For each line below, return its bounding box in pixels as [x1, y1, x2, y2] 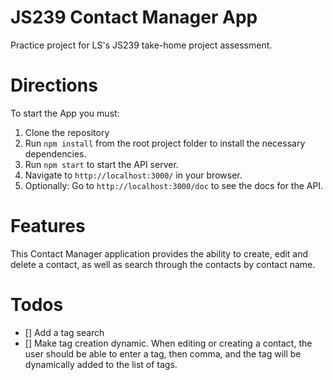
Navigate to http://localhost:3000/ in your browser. [24, 169, 243, 181]
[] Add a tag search [24, 326, 105, 338]
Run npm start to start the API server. [24, 158, 179, 170]
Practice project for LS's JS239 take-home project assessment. [10, 39, 273, 51]
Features [10, 215, 86, 238]
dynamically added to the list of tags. [24, 358, 178, 370]
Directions [10, 74, 98, 97]
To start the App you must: [10, 107, 120, 119]
